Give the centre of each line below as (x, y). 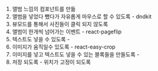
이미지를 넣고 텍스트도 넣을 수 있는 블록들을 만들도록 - (76, 54)
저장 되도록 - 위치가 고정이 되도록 (51, 62)
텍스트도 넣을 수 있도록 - (41, 39)
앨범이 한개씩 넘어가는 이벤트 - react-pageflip (67, 32)
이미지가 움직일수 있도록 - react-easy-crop (64, 47)
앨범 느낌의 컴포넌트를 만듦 (44, 9)
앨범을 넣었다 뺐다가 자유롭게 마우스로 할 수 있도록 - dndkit (82, 16)
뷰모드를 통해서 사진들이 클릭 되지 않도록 (60, 24)
